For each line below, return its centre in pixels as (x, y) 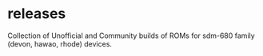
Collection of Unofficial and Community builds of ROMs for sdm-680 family (131, 35)
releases (37, 14)
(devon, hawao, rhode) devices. (60, 43)
